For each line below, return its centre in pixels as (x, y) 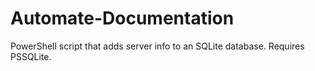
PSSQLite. (31, 56)
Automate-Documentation (122, 18)
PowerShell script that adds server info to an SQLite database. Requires (157, 46)
